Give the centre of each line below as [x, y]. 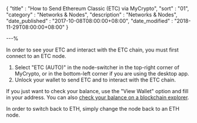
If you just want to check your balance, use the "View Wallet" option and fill [97, 91]
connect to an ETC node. [36, 56]
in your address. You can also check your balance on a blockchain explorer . [98, 97]
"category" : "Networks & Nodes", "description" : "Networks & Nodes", [92, 15]
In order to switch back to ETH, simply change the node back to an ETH [93, 109]
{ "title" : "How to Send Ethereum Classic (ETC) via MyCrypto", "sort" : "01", [98, 8]
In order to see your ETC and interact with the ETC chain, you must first [93, 50]
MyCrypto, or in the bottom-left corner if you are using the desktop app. [102, 74]
